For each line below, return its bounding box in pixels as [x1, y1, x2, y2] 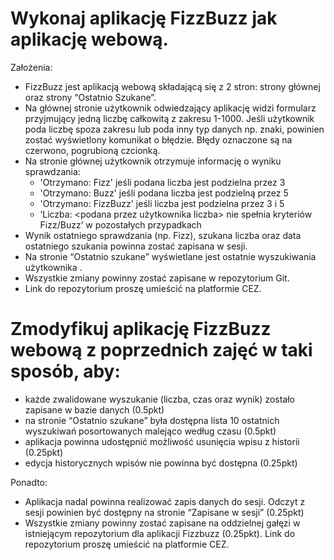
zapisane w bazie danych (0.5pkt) [24, 403, 165, 416]
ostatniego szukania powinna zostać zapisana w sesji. [24, 240, 248, 252]
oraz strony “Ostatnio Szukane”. [24, 91, 157, 103]
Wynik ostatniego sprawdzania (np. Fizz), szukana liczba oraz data [24, 229, 302, 241]
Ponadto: [10, 476, 48, 488]
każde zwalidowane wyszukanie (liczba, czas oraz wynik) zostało [24, 393, 295, 405]
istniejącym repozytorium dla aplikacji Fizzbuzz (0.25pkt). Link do [24, 527, 296, 539]
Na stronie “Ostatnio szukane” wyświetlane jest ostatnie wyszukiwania [24, 250, 317, 262]
